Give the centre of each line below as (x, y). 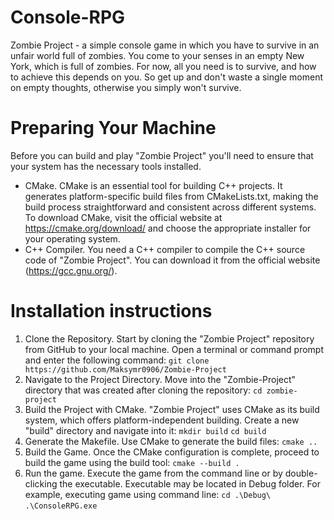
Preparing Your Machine (113, 128)
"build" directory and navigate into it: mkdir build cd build (145, 430)
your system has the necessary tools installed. (106, 166)
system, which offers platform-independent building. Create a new (162, 420)
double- (301, 473)
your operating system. (72, 238)
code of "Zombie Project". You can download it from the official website (172, 260)
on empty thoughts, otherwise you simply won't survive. (126, 87)
